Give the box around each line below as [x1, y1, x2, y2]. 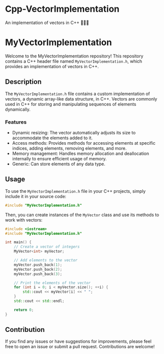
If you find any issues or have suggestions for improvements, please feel [5, 338, 152, 344]
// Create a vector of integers [14, 244, 80, 250]
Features [5, 119, 27, 126]
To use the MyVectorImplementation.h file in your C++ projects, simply [5, 188, 146, 194]
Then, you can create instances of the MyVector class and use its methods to [5, 212, 159, 218]
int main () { [5, 240, 32, 245]
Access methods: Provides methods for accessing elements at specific [12, 140, 156, 146]
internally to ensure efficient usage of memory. [12, 155, 107, 161]
